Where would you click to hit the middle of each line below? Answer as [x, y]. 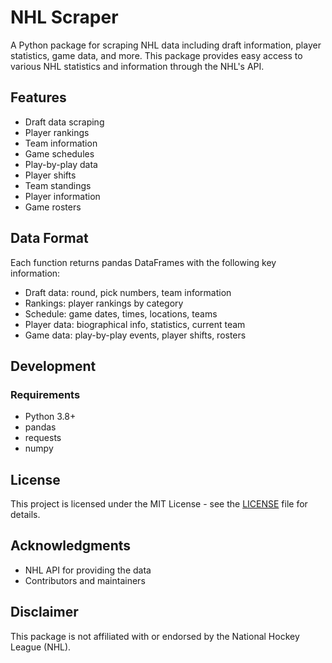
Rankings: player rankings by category [104, 303]
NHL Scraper [64, 17]
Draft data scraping [64, 122]
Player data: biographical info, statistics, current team [135, 324]
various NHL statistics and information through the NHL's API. [137, 66]
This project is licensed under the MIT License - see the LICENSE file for [159, 504]
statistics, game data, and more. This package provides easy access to [156, 55]
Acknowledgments [71, 546]
